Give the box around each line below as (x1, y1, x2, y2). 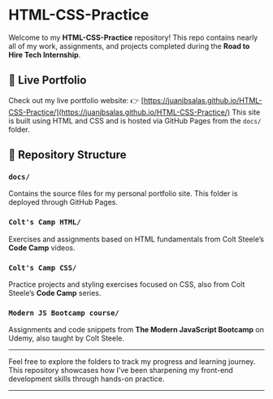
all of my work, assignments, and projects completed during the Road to (8, 41, 250, 50)
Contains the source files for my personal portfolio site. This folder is (8, 189, 238, 198)
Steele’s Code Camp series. (8, 288, 102, 298)
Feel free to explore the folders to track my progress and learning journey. (8, 357, 256, 366)
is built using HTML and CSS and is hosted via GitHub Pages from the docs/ (8, 115, 262, 125)
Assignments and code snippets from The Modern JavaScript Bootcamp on (8, 325, 264, 335)
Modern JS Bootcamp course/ (8, 308, 119, 318)
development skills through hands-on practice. (8, 374, 165, 384)
